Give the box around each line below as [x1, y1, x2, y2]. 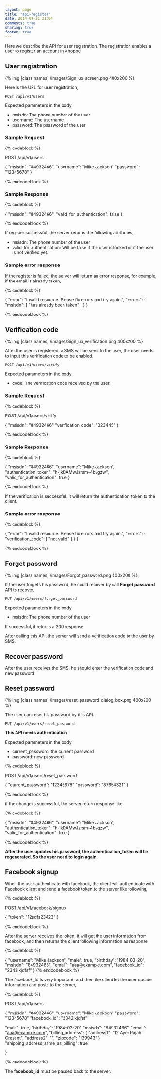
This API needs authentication [5, 730, 67, 735]
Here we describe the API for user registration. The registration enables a [5, 43, 152, 49]
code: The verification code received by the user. [12, 380, 111, 386]
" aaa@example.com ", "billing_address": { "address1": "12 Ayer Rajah [5, 1029, 142, 1035]
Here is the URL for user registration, [5, 84, 79, 90]
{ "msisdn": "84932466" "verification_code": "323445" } [5, 422, 119, 428]
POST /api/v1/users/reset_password [5, 772, 77, 778]
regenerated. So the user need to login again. [5, 854, 98, 860]
